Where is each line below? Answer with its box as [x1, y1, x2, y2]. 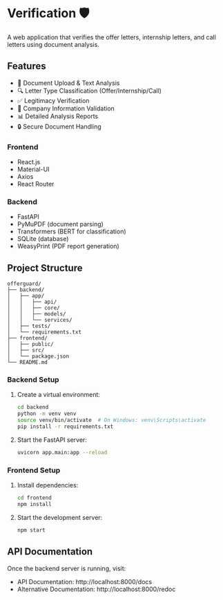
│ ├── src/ [7, 347, 45, 354]
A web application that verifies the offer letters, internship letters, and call [7, 32, 216, 41]
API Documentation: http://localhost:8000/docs [17, 577, 153, 586]
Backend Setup [7, 375, 60, 385]
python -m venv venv [17, 410, 77, 418]
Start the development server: [17, 513, 103, 521]
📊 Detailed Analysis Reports [17, 112, 99, 120]
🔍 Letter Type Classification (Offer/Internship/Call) [17, 86, 162, 95]
